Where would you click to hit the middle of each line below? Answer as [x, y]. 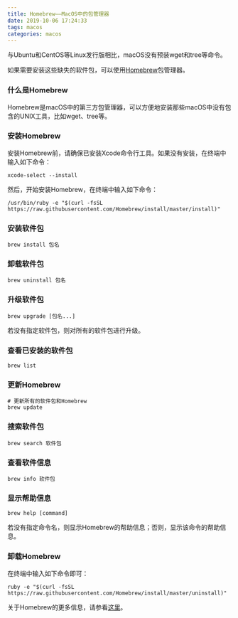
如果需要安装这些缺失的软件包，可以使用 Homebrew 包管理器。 [98, 70]
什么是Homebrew [38, 90]
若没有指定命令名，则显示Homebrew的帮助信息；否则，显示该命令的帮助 [114, 528]
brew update [25, 407]
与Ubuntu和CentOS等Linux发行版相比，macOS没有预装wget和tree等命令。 [117, 55]
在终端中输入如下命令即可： [48, 573]
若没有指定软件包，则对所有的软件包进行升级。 [76, 330]
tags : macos [25, 27]
